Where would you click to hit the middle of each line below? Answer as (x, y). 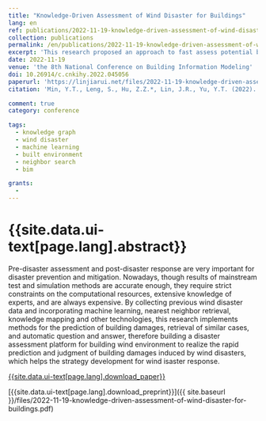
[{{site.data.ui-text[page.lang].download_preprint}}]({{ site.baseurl (117, 392)
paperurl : (25, 82)
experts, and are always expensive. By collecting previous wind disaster (125, 302)
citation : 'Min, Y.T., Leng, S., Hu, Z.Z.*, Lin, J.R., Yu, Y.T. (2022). (133, 89)
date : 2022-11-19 (37, 60)
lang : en (23, 23)
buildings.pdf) (31, 408)
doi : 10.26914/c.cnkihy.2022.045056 (68, 74)
